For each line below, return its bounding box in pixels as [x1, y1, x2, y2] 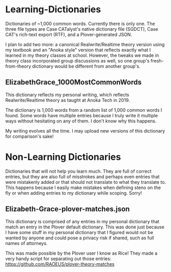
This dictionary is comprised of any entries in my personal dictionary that [5, 218, 160, 224]
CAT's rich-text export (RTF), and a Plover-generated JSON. [5, 31, 132, 37]
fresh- [151, 57, 164, 64]
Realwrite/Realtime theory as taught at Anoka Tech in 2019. [5, 97, 130, 103]
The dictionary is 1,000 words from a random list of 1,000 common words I [5, 107, 162, 113]
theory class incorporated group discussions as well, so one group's [5, 57, 150, 64]
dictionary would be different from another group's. [32, 63, 141, 69]
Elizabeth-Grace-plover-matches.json [5, 205, 130, 214]
